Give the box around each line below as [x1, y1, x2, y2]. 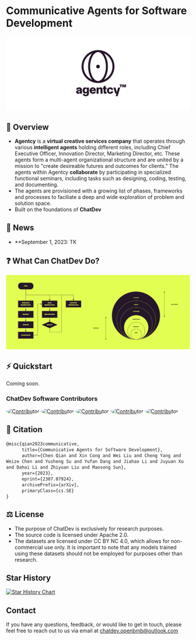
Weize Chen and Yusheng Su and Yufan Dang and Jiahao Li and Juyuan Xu [6, 458, 184, 464]
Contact [6, 605, 36, 615]
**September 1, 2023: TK [14, 238, 77, 245]
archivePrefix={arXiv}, [21, 481, 80, 488]
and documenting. [14, 181, 59, 188]
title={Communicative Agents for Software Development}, [21, 446, 163, 453]
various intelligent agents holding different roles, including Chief [14, 144, 171, 151]
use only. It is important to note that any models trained [44, 543, 177, 550]
